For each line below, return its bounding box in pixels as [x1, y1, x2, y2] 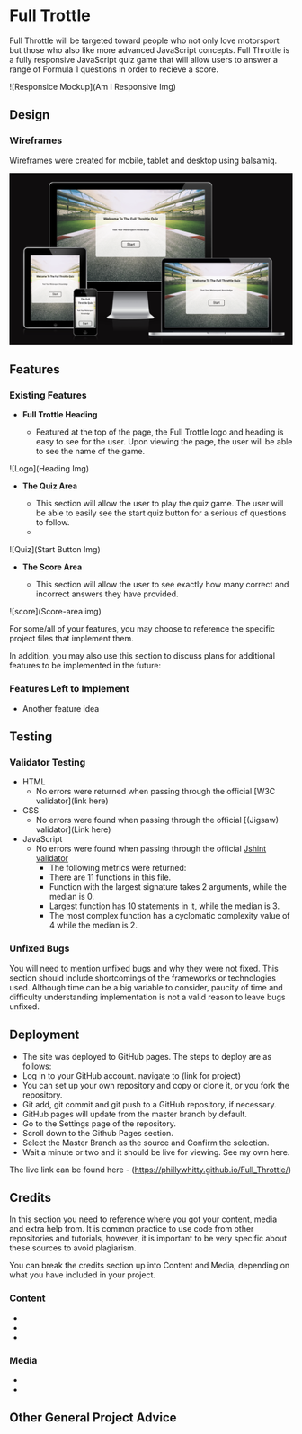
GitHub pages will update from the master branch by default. [22, 1108, 247, 1119]
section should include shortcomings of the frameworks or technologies [9, 972, 277, 983]
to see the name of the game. [35, 446, 146, 457]
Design [9, 107, 50, 122]
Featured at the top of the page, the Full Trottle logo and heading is [35, 426, 284, 437]
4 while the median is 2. [49, 919, 138, 931]
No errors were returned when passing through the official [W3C [35, 786, 276, 797]
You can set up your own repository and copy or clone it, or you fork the [22, 1080, 290, 1090]
